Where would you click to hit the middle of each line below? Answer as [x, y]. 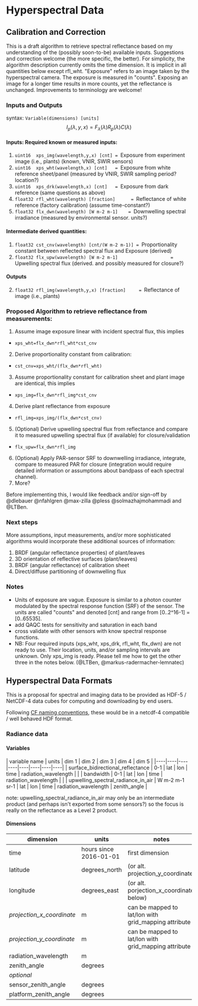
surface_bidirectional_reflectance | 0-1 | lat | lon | [128, 767]
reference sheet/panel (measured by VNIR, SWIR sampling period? [95, 174]
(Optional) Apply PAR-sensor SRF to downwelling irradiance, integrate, [100, 458]
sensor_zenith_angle [37, 984]
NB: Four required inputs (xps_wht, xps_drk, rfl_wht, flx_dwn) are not [98, 643]
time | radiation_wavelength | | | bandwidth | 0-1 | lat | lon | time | [85, 774]
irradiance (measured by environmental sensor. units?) [81, 218]
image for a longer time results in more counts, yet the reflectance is [89, 84]
